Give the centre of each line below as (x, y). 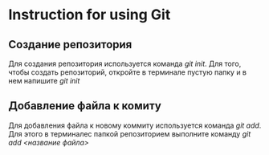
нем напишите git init (44, 81)
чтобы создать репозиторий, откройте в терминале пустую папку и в (128, 72)
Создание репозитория (70, 45)
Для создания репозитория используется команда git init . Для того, (125, 63)
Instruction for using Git (90, 15)
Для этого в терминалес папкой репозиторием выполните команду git (130, 133)
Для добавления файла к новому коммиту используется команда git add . (135, 125)
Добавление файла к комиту (85, 106)
